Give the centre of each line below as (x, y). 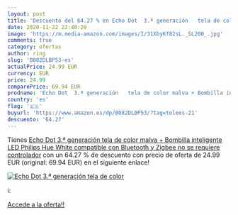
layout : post (27, 14)
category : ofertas (34, 47)
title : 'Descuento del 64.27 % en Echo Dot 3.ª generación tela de (114, 21)
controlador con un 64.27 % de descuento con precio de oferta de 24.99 (114, 155)
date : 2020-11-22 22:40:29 (47, 27)
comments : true (30, 40)
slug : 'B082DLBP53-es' (41, 60)
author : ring (27, 54)
